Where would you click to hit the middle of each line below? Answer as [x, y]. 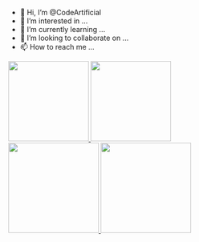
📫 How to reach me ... [57, 47]
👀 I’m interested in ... [54, 21]
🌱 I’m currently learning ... [63, 29]
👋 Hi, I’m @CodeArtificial [61, 12]
